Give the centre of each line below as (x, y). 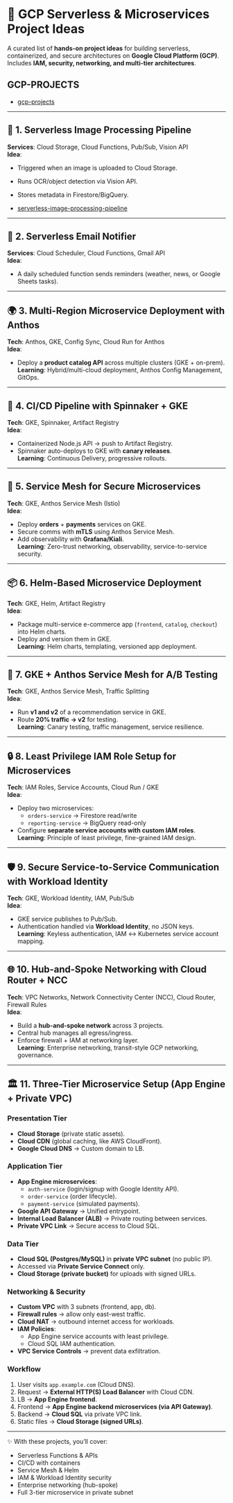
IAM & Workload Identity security (64, 1477)
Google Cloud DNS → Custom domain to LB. (81, 1148)
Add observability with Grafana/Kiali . (70, 539)
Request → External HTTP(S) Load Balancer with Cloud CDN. (105, 1392)
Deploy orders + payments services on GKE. (82, 524)
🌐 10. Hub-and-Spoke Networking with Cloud (107, 970)
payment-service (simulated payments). (84, 1203)
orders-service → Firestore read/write (82, 816)
